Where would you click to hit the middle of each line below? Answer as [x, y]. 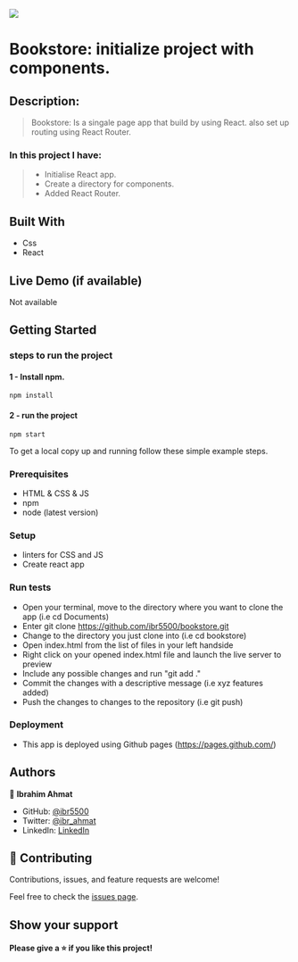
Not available [33, 302]
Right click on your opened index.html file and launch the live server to [152, 654]
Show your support [64, 925]
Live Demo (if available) [76, 281]
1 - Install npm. [37, 377]
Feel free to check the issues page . [74, 897]
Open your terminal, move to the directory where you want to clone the [153, 607]
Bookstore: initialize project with [132, 50]
